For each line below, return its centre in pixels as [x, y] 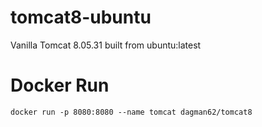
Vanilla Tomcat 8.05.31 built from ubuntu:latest [106, 45]
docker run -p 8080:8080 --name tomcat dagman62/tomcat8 [131, 112]
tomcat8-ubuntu [81, 17]
